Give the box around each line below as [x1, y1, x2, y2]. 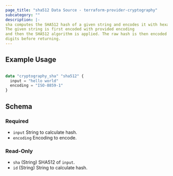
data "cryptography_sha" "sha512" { [5, 73, 84, 79]
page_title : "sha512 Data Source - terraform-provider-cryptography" [5, 7, 158, 13]
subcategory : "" [5, 12, 40, 17]
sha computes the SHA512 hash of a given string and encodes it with [5, 22, 158, 27]
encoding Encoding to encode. [12, 134, 77, 140]
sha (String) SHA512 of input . [12, 159, 75, 165]
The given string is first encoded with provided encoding [5, 27, 135, 32]
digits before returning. [5, 37, 61, 42]
